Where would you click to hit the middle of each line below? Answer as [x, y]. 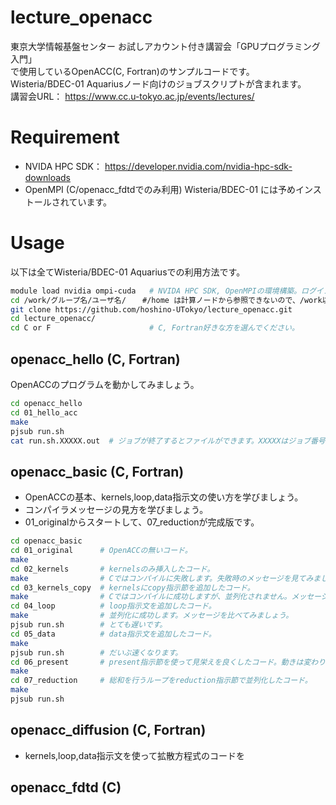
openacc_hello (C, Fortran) [95, 359]
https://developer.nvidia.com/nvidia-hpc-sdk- [198, 166]
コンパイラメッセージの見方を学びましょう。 [116, 510]
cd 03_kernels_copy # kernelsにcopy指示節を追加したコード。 [132, 587]
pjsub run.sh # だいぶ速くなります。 [96, 652]
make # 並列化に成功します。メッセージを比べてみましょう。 [152, 616]
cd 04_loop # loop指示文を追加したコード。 [113, 606]
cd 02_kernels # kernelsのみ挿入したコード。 [112, 569]
